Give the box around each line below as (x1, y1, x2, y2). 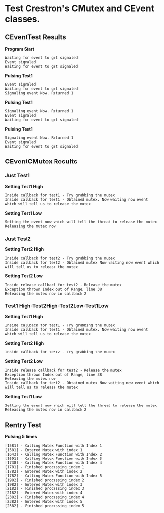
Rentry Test (5, 421, 42, 429)
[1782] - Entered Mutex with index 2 (5, 469, 82, 474)
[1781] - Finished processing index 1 (5, 465, 84, 470)
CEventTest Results (5, 33, 66, 41)
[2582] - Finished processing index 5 (5, 504, 84, 509)
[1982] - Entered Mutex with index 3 (5, 482, 82, 487)
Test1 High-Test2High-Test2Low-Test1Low (5, 302, 109, 309)
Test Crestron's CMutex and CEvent (5, 3, 155, 14)
